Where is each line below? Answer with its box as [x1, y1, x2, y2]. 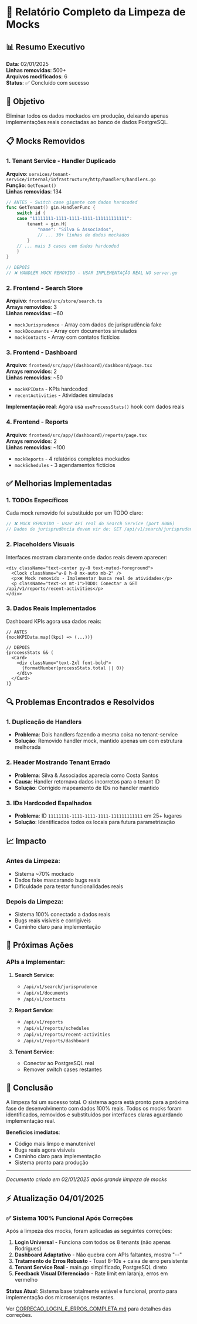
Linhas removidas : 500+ [6, 67, 66, 74]
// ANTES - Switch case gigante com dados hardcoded [6, 199, 138, 205]
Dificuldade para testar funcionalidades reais [14, 882, 123, 890]
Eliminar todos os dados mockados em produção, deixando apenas [6, 112, 169, 119]
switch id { [16, 210, 46, 216]
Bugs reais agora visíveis [14, 1146, 75, 1153]
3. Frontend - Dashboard [6, 348, 77, 356]
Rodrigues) [14, 1245, 42, 1252]
